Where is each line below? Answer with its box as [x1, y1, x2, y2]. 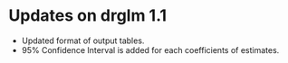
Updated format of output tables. [21, 35, 145, 46]
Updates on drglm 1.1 [8, 5, 168, 26]
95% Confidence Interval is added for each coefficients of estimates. [21, 44, 280, 55]
